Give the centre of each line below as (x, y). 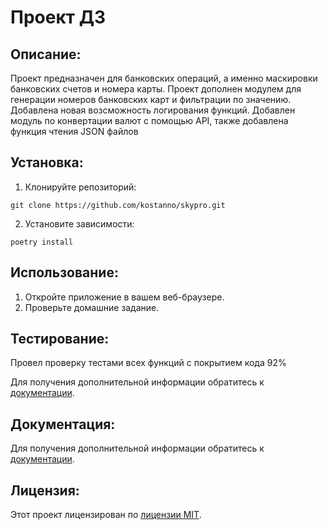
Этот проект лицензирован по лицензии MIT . (106, 515)
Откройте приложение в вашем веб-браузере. (124, 297)
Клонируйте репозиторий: (80, 187)
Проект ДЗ (58, 17)
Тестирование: (60, 339)
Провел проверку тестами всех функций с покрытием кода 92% (148, 363)
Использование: (64, 272)
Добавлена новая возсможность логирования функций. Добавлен (153, 110)
